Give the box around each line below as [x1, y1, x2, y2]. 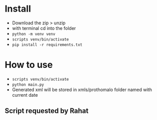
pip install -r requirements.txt [12, 42, 83, 47]
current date [12, 92, 38, 98]
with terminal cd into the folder [12, 25, 76, 31]
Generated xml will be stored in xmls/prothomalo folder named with [12, 87, 152, 93]
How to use [5, 59, 53, 71]
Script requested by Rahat [5, 107, 89, 115]
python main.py [12, 82, 44, 87]
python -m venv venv [12, 31, 56, 36]
